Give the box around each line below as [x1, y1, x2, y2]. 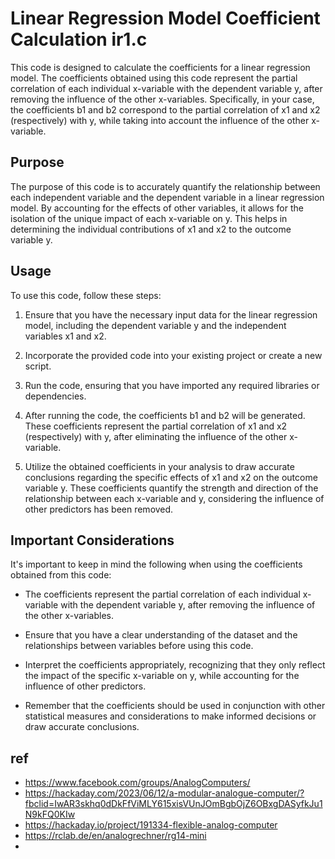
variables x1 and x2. [24, 330, 107, 342]
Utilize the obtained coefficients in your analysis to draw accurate [24, 460, 295, 472]
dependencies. [24, 390, 87, 402]
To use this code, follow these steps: [10, 289, 162, 301]
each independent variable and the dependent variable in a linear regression [10, 191, 325, 203]
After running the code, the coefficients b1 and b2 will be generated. [24, 409, 306, 421]
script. [24, 360, 52, 372]
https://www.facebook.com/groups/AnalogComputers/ [24, 777, 251, 789]
